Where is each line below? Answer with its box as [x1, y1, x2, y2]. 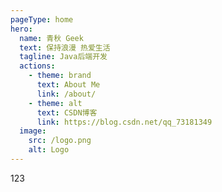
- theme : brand [28, 71, 92, 81]
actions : [19, 61, 56, 71]
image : [19, 126, 47, 136]
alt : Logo [28, 145, 70, 155]
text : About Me [36, 80, 101, 90]
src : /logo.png [28, 136, 92, 146]
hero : [10, 24, 33, 34]
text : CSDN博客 [36, 107, 98, 118]
